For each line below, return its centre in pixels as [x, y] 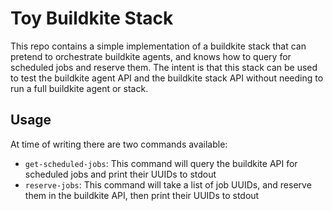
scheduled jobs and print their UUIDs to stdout [120, 174]
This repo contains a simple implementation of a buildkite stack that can [158, 46]
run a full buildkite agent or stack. [79, 88]
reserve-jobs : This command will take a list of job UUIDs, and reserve [168, 184]
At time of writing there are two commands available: [119, 144]
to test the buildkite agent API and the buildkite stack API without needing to [167, 78]
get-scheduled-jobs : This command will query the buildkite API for [161, 163]
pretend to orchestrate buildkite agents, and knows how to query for [151, 56]
